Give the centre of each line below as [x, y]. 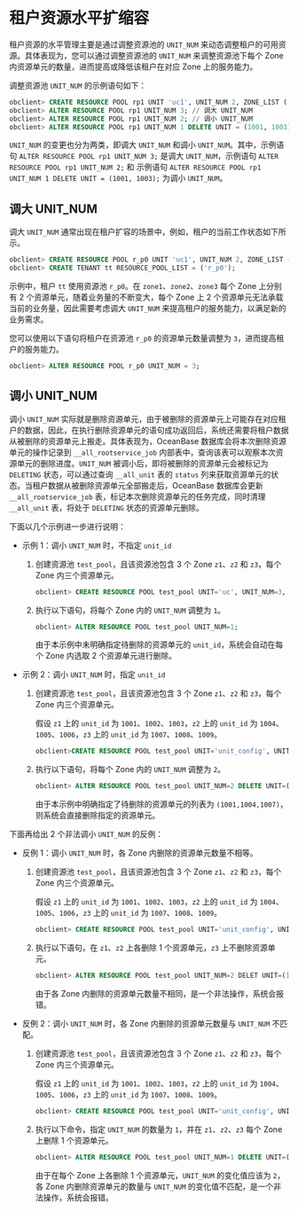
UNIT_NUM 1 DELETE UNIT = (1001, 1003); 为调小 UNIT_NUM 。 [118, 178]
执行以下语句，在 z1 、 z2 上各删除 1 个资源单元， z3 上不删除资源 [151, 948]
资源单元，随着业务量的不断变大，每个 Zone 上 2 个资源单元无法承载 [159, 297]
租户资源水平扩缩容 [79, 18]
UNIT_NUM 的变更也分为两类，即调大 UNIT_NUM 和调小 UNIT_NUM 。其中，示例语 [147, 145]
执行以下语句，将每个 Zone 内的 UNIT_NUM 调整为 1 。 [130, 610]
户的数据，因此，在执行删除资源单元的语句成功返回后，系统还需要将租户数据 [149, 430]
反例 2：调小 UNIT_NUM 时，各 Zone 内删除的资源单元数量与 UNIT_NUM [146, 1023]
